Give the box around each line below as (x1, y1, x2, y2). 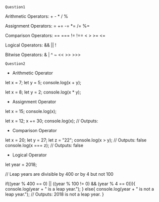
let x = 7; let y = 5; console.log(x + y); (5, 80, 82, 85)
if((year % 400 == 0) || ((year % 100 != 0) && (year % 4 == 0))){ (5, 181, 136, 187)
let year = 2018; (5, 161, 37, 167)
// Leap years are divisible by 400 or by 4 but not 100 (5, 171, 114, 177)
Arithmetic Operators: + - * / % (5, 13, 68, 19)
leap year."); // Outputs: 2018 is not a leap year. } (5, 191, 104, 197)
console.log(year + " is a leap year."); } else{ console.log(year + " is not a (5, 186, 155, 192)
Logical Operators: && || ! (5, 42, 56, 48)
